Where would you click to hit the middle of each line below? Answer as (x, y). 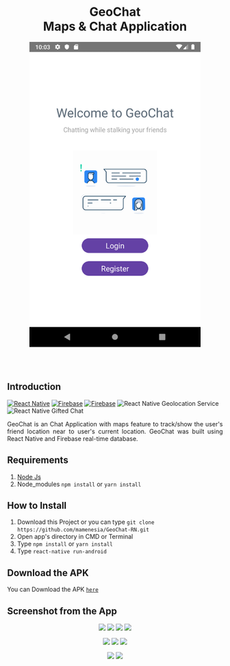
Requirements (38, 460)
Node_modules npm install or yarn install (79, 484)
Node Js (29, 476)
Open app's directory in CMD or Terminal (75, 537)
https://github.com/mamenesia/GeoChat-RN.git (83, 530)
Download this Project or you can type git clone (86, 522)
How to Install (37, 506)
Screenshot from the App (62, 611)
